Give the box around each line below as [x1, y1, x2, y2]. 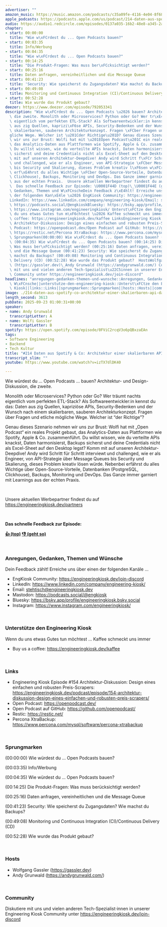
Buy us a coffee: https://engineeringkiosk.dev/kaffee [12, 645, 120, 651]
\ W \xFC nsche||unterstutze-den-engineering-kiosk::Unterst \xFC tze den [9, 281, 159, 286]
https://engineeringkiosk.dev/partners [5, 502, 83, 508]
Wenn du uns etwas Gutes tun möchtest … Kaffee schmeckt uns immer [5, 636, 151, 642]
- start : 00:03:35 [5, 40, 43, 45]
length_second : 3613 [5, 295, 48, 300]
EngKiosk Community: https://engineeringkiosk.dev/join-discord [12, 576, 144, 582]
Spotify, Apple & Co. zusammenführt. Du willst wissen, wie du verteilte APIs [5, 435, 160, 441]
